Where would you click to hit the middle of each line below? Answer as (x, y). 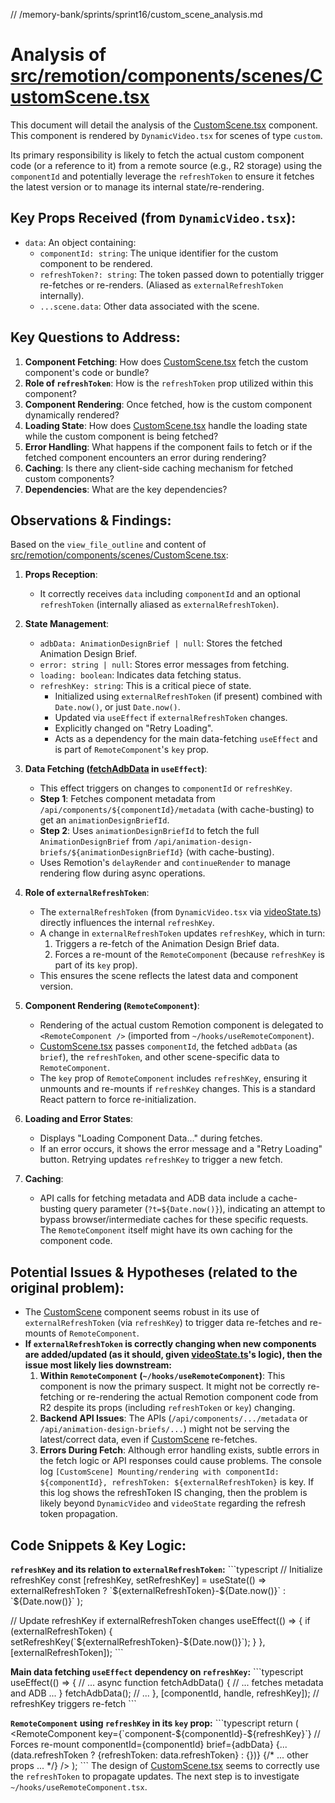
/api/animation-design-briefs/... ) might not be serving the (164, 1429)
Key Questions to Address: (95, 337)
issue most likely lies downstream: (98, 1365)
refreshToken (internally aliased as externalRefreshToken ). (159, 605)
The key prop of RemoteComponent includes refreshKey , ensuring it (173, 1078)
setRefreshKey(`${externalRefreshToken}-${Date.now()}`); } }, (138, 1642)
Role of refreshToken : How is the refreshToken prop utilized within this (169, 383)
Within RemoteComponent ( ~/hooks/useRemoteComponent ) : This (162, 1376)
